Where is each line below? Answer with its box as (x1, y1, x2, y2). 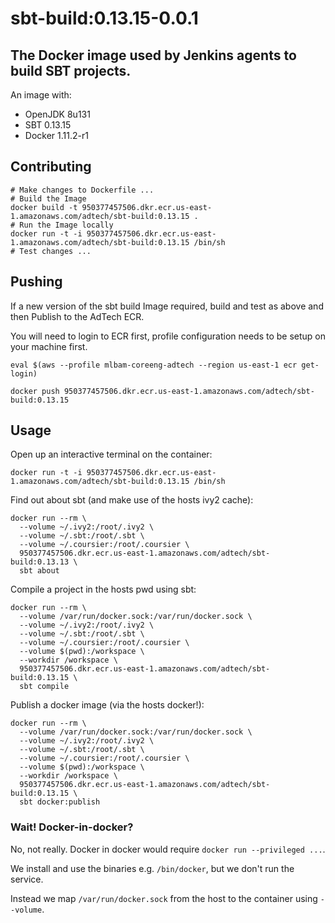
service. (10, 873, 44, 885)
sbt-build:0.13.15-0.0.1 (10, 7, 199, 30)
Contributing (10, 158, 92, 176)
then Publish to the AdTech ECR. (10, 310, 145, 322)
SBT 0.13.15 (24, 119, 72, 131)
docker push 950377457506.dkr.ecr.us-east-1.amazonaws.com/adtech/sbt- (10, 386, 315, 396)
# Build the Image (10, 193, 87, 204)
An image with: (10, 89, 72, 101)
